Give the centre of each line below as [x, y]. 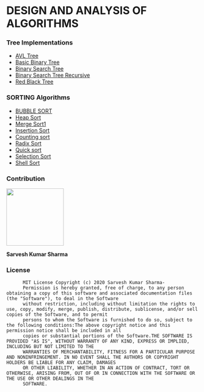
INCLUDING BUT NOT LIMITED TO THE [50, 347]
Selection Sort [33, 156]
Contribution [26, 179]
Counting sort [32, 137]
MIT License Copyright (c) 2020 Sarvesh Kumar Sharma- [94, 283]
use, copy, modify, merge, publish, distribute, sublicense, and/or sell [102, 309]
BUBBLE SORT [34, 111]
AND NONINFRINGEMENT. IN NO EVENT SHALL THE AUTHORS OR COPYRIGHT [93, 357]
